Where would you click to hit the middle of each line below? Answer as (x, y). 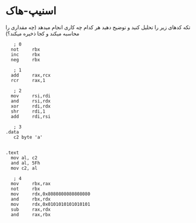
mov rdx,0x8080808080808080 (51, 194)
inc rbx (26, 54)
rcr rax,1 (28, 80)
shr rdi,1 (28, 111)
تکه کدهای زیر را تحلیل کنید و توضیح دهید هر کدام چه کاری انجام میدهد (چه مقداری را (98, 27)
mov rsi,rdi (31, 96)
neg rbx (26, 60)
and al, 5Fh (26, 163)
